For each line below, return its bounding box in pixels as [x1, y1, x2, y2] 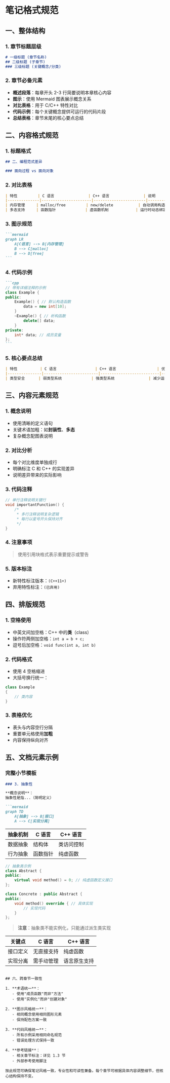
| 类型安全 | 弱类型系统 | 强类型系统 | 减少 [5, 376, 161, 381]
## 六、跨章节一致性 [5, 976, 42, 981]
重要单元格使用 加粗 [12, 730, 53, 736]
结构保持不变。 [9, 1074, 36, 1079]
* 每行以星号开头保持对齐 [16, 516, 63, 521]
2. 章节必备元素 [5, 77, 43, 84]
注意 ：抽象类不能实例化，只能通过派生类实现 [17, 925, 111, 931]
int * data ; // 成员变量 [14, 332, 62, 338]
